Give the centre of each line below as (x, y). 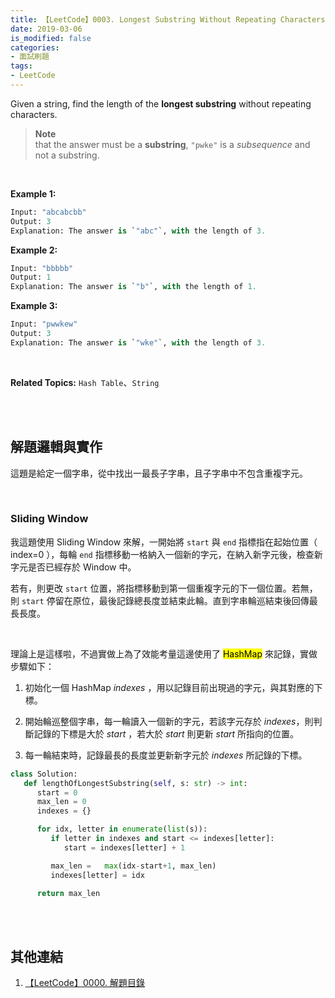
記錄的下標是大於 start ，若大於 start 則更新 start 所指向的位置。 (166, 733)
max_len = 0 (61, 802)
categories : (35, 47)
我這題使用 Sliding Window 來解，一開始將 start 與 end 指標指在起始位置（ (164, 542)
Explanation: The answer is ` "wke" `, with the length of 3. (138, 342)
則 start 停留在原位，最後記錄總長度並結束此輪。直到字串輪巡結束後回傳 (160, 600)
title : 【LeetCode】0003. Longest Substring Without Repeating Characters (168, 19)
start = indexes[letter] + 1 (124, 847)
